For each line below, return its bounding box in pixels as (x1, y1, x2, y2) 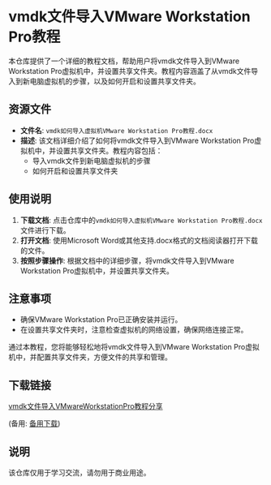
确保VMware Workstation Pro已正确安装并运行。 (19, 315, 183, 324)
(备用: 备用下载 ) (8, 418, 61, 428)
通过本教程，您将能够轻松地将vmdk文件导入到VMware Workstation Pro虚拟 (8, 342, 260, 352)
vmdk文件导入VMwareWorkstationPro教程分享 (8, 401, 164, 411)
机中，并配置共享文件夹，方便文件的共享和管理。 (8, 352, 172, 362)
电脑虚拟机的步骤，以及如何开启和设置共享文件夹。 (29, 76, 200, 86)
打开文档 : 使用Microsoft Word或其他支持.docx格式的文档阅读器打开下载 (19, 235, 258, 245)
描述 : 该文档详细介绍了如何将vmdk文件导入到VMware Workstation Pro (19, 135, 255, 145)
